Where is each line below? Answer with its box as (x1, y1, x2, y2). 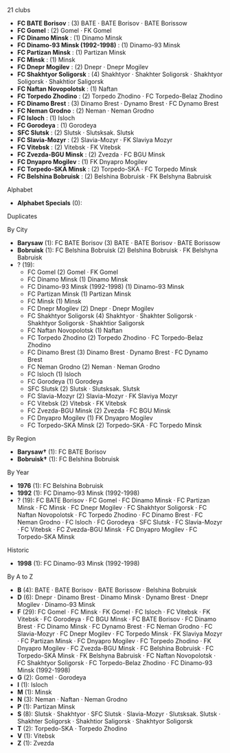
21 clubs (7, 6, 31, 14)
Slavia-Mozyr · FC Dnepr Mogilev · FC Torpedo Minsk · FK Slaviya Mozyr (16, 629, 223, 638)
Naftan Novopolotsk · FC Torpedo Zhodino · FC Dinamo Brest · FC (16, 511, 203, 519)
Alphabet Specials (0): (16, 199, 82, 207)
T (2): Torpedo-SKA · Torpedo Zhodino (16, 724, 128, 732)
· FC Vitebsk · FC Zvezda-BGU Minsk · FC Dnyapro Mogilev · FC (16, 525, 198, 533)
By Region (7, 435, 36, 442)
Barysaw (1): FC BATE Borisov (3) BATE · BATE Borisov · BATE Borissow (16, 239, 221, 246)
